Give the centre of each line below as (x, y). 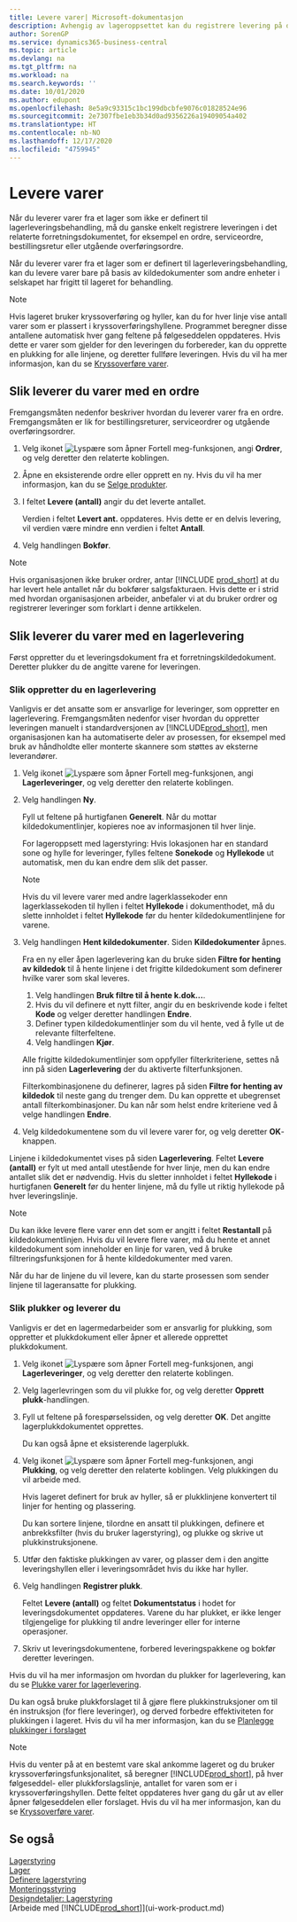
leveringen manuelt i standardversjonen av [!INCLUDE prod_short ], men (138, 728)
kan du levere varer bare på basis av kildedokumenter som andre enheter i (145, 272)
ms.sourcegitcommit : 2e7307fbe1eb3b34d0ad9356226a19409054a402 (128, 116)
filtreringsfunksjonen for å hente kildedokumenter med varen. (121, 1259)
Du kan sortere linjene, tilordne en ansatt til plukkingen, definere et (143, 1523)
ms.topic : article (43, 51)
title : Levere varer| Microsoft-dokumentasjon (96, 17)
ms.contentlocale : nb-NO (55, 133)
